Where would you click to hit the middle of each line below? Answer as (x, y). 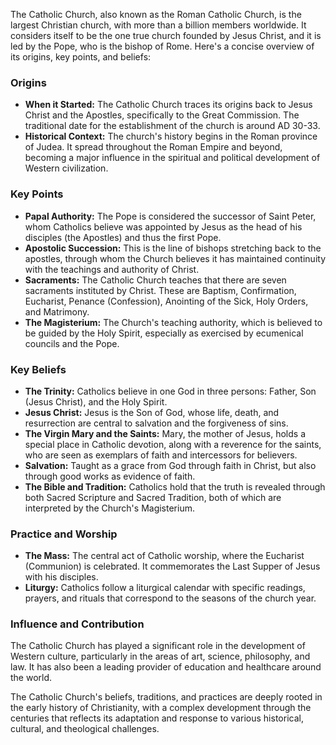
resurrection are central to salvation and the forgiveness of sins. (156, 423)
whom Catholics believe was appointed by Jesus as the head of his (163, 226)
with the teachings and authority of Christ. (112, 269)
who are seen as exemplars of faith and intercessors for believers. (161, 455)
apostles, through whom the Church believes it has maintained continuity (175, 258)
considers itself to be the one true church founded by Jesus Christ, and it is (166, 35)
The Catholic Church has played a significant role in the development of (158, 646)
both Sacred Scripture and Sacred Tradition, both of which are (153, 497)
